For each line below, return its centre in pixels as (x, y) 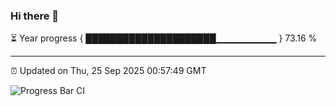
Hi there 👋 (35, 16)
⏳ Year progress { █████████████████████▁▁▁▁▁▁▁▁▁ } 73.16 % (164, 38)
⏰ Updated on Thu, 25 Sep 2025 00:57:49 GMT (108, 71)
